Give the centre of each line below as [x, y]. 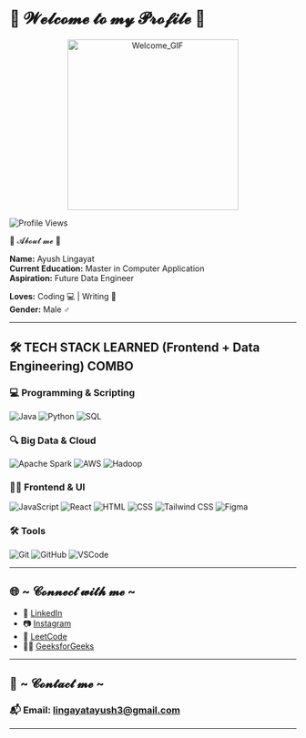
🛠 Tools [28, 531]
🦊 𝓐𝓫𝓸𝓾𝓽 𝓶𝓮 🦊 [35, 240]
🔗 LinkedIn [42, 613]
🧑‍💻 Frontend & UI [47, 487]
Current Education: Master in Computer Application [107, 268]
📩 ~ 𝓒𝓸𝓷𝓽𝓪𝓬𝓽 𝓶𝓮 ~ [57, 683]
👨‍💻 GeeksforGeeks [58, 646]
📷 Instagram [46, 623]
